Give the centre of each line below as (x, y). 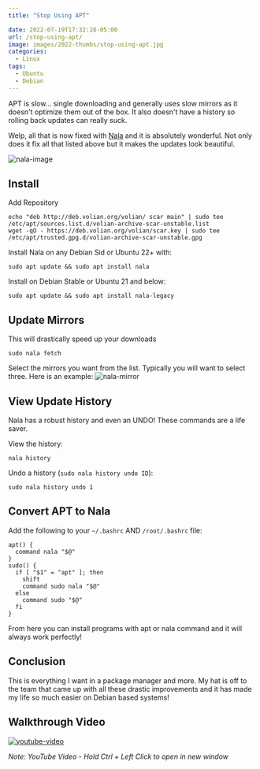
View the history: (35, 444)
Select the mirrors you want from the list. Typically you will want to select (127, 368)
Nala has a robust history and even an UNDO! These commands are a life (127, 420)
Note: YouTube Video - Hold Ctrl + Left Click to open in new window (119, 756)
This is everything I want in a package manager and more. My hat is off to (128, 680)
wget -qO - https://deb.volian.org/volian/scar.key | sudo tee (114, 231)
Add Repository (33, 202)
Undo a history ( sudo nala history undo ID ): (81, 473)
